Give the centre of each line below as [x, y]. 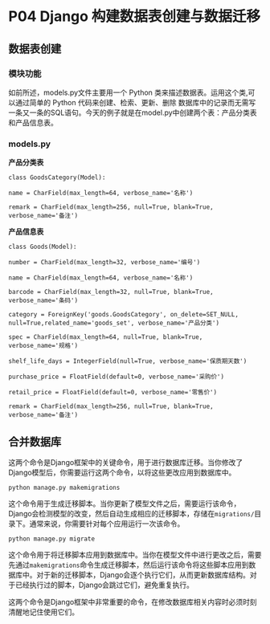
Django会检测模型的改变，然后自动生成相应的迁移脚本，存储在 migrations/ [131, 513]
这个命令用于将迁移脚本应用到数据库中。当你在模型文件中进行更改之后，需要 [135, 554]
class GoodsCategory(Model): [57, 177]
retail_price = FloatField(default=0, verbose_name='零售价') [113, 393]
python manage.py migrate [51, 539]
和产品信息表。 [33, 122]
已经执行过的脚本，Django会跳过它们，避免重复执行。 [104, 585]
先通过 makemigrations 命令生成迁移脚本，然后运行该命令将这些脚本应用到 [129, 565]
